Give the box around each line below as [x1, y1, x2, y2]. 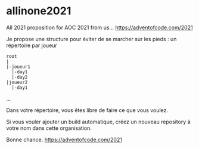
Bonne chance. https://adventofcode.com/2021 [6, 136, 122, 143]
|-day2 [11, 74, 28, 80]
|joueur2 [6, 79, 28, 85]
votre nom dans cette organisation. [6, 124, 92, 132]
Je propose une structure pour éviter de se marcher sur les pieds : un [6, 35, 177, 42]
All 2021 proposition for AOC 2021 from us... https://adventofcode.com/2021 [6, 24, 193, 31]
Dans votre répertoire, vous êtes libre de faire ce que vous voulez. [6, 106, 169, 114]
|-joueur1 [6, 64, 31, 70]
